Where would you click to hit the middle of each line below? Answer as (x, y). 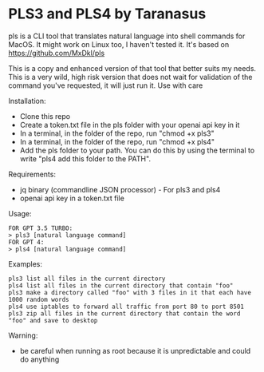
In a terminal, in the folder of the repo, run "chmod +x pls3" (117, 133)
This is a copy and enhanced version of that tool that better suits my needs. (132, 68)
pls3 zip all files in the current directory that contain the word (124, 313)
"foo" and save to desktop (53, 320)
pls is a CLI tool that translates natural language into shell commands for (127, 36)
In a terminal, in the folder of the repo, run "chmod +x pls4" (117, 141)
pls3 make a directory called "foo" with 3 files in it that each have (130, 292)
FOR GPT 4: (26, 242)
